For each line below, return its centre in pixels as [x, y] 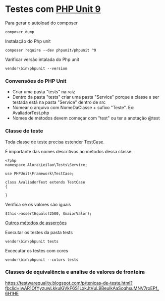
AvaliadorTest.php [31, 113]
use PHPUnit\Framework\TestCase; [40, 174]
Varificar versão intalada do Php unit [42, 59]
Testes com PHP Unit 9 [53, 9]
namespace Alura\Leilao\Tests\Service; [46, 165]
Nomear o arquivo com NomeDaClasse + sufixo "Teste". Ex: [73, 108]
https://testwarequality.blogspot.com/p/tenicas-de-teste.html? [69, 283]
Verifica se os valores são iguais [38, 204]
